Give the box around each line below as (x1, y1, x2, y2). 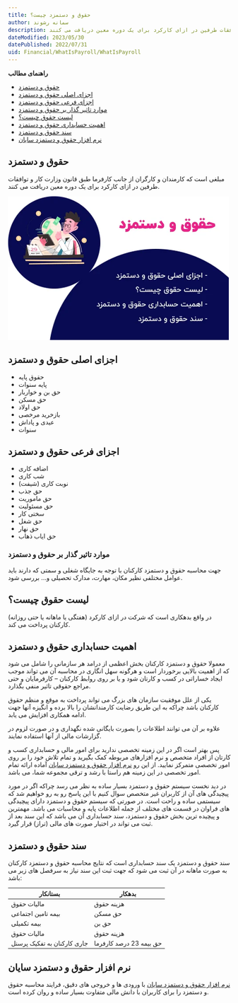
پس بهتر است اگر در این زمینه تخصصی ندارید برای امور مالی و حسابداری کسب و (8, 746, 220, 754)
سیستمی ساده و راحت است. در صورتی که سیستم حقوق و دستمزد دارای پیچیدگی (8, 796, 221, 806)
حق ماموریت (18, 494, 52, 503)
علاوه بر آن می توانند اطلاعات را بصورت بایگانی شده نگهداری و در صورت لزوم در (8, 724, 221, 733)
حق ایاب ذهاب (18, 532, 56, 540)
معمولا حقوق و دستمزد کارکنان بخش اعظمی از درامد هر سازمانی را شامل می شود (8, 659, 225, 668)
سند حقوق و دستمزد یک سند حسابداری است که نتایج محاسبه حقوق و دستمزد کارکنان (8, 859, 230, 867)
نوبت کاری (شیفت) (18, 480, 69, 488)
